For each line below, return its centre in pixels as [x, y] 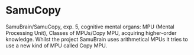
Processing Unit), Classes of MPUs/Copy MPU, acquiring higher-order [91, 33]
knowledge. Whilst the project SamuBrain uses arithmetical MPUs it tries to [97, 39]
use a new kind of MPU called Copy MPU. [56, 46]
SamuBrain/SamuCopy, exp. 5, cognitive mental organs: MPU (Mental [90, 27]
